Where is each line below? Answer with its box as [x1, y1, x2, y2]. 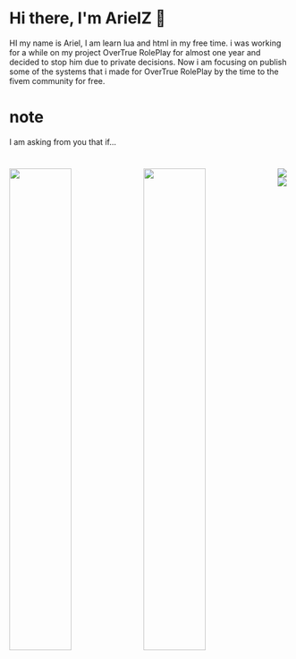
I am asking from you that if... [9, 136, 117, 147]
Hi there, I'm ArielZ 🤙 [9, 8, 166, 29]
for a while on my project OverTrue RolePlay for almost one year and [9, 46, 261, 57]
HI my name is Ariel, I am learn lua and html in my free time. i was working [9, 38, 282, 48]
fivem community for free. [9, 75, 106, 86]
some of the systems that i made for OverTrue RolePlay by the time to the [9, 66, 279, 77]
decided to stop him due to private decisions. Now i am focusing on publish [9, 56, 287, 67]
